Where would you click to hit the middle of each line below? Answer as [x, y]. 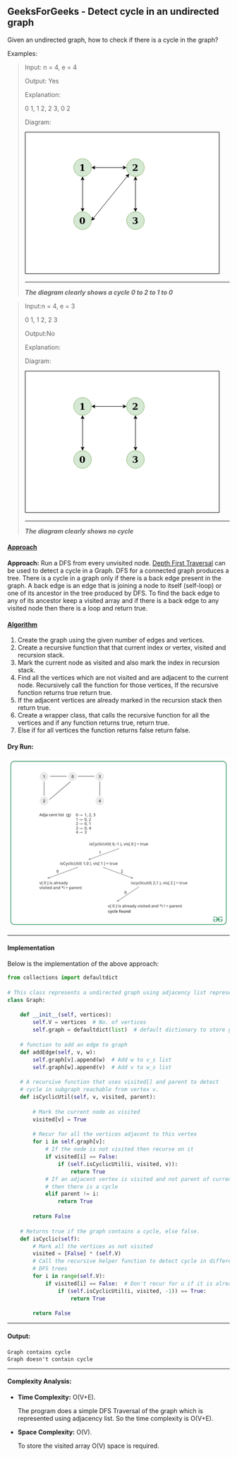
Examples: [22, 53]
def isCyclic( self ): [50, 1239]
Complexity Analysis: [39, 1381]
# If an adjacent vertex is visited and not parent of [127, 1179]
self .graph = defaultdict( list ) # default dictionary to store [129, 1030]
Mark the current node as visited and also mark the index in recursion [119, 663]
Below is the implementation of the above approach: [83, 964]
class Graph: [26, 1000]
